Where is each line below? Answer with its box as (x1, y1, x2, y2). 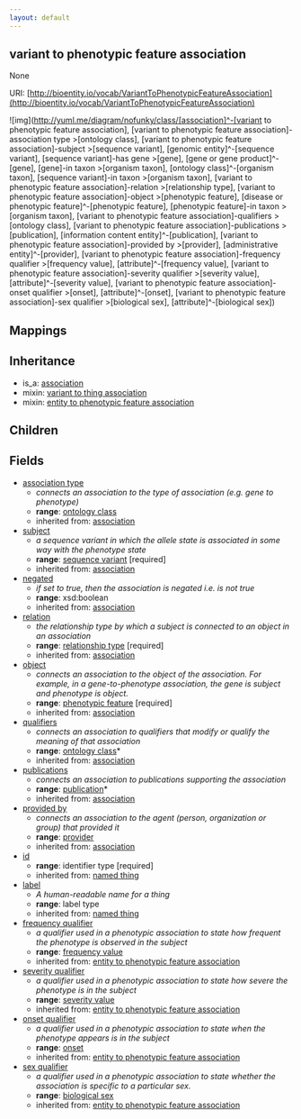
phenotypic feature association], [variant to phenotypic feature (9, 124, 243, 135)
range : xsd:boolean (35, 592, 109, 603)
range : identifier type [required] (35, 860, 155, 870)
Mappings (9, 323, 67, 338)
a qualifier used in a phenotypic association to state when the (35, 1023, 266, 1033)
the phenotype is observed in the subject (35, 936, 188, 947)
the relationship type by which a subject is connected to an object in (35, 621, 290, 632)
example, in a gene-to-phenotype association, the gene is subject (35, 678, 281, 689)
